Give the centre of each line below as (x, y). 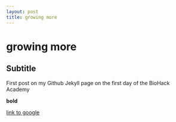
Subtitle (21, 69)
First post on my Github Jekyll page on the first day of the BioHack (88, 83)
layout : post (22, 12)
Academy (18, 89)
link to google (23, 112)
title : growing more (32, 17)
